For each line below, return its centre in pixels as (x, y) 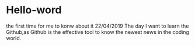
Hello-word (34, 10)
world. (14, 38)
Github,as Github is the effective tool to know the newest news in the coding (98, 32)
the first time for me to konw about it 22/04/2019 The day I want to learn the (97, 26)
